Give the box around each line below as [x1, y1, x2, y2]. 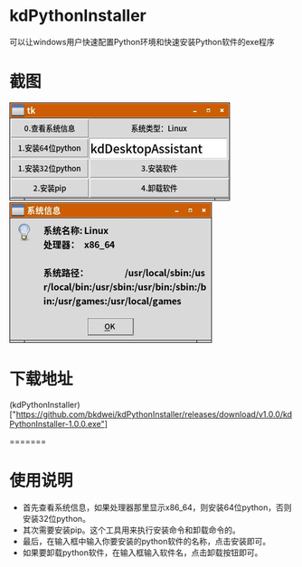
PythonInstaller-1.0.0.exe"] [9, 418, 109, 429]
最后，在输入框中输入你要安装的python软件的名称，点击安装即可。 [22, 535, 271, 546]
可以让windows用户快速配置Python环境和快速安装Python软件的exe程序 [9, 36, 276, 47]
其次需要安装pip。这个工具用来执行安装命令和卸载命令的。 [22, 525, 241, 535]
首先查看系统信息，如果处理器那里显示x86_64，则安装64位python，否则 [22, 502, 292, 513]
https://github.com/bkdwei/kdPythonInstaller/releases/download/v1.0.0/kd [15, 408, 292, 420]
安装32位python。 [22, 513, 90, 524]
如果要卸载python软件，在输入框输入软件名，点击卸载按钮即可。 [22, 547, 263, 558]
